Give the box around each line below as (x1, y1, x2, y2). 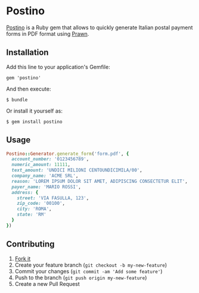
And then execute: (6, 85, 51, 92)
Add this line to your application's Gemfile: (6, 63, 110, 70)
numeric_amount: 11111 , (11, 162, 70, 168)
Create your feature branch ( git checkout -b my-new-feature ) (14, 261, 167, 269)
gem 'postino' (6, 74, 42, 81)
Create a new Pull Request (14, 280, 80, 287)
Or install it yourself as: (6, 107, 63, 114)
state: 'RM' (17, 211, 46, 218)
